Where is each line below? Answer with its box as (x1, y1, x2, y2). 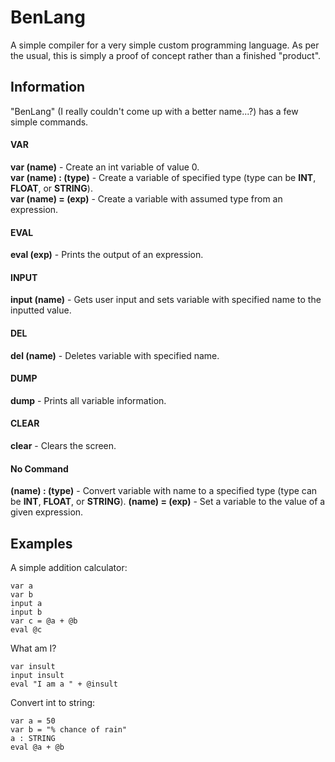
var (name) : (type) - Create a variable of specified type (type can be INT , (10, 171, 317, 183)
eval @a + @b (10, 742, 65, 752)
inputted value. (10, 304, 72, 316)
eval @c (10, 624, 43, 635)
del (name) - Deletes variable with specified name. (10, 349, 220, 361)
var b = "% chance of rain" (10, 724, 128, 735)
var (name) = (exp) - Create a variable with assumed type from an (10, 192, 283, 205)
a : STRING (10, 733, 56, 743)
